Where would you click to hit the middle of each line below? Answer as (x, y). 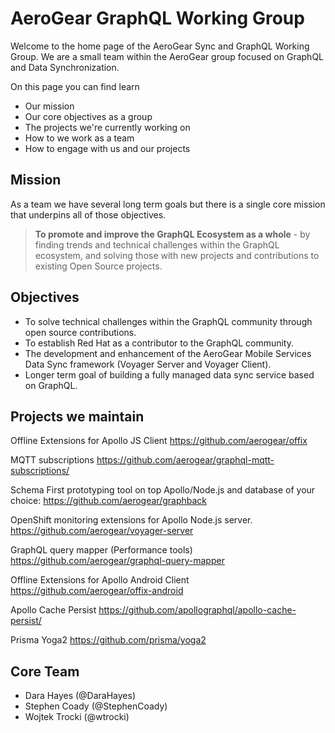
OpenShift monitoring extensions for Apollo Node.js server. (131, 520)
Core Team (45, 671)
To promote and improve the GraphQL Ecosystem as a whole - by (172, 234)
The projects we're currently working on (107, 127)
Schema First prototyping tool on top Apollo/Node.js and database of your (163, 490)
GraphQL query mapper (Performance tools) (101, 550)
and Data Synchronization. (65, 67)
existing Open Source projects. (98, 266)
